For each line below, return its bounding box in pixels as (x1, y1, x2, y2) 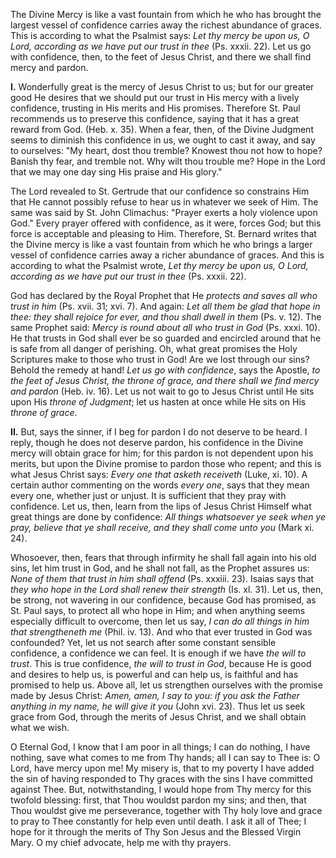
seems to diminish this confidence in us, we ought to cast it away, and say (10, 134, 316, 146)
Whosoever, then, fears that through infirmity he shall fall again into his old (10, 552, 317, 563)
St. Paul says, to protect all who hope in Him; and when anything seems (10, 605, 306, 616)
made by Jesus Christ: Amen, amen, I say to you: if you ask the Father (10, 690, 300, 701)
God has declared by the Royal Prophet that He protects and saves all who (10, 290, 318, 301)
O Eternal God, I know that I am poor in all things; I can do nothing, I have (10, 741, 311, 753)
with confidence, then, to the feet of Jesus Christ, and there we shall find (10, 51, 312, 63)
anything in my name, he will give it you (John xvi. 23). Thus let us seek (10, 700, 306, 712)
